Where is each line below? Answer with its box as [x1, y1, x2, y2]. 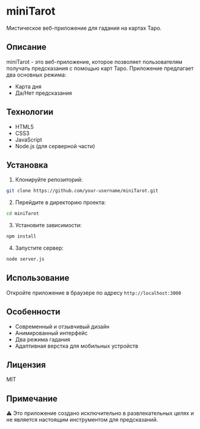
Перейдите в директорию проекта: [15, 199, 106, 206]
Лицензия [6, 360, 46, 370]
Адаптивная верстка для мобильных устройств [15, 342, 138, 349]
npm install [6, 233, 36, 239]
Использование [6, 273, 70, 283]
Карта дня [15, 83, 42, 90]
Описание [6, 42, 47, 52]
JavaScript [15, 136, 42, 143]
